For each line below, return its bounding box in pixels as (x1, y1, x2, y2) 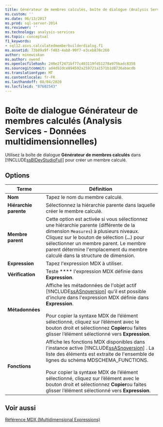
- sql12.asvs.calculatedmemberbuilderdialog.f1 (5, 43, 103, 48)
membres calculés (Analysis (5, 115, 122, 126)
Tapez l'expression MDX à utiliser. (46, 260, 123, 267)
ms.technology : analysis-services (5, 30, 75, 35)
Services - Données (5, 125, 86, 137)
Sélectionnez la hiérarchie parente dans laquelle (46, 202, 155, 209)
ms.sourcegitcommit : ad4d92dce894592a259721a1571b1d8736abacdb (5, 66, 136, 71)
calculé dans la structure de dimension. (46, 252, 135, 259)
